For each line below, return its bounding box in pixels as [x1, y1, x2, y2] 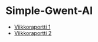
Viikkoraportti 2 [14, 29, 52, 36]
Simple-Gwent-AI [5, 4, 93, 17]
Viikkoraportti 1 [14, 23, 51, 30]
